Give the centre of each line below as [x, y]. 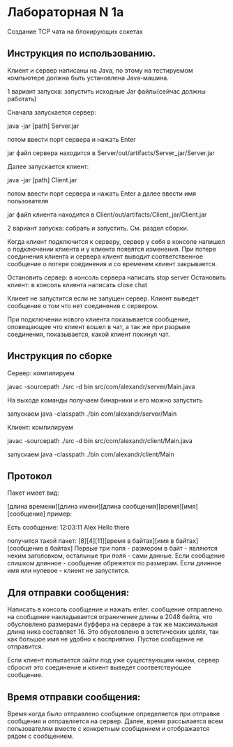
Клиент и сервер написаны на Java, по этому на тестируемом [100, 70]
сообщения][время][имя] [160, 507]
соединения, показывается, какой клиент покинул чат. [89, 334]
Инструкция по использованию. [82, 53]
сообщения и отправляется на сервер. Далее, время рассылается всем [115, 721]
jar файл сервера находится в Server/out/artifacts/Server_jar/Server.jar [111, 153]
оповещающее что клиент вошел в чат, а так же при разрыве [99, 326]
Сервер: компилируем [41, 373]
